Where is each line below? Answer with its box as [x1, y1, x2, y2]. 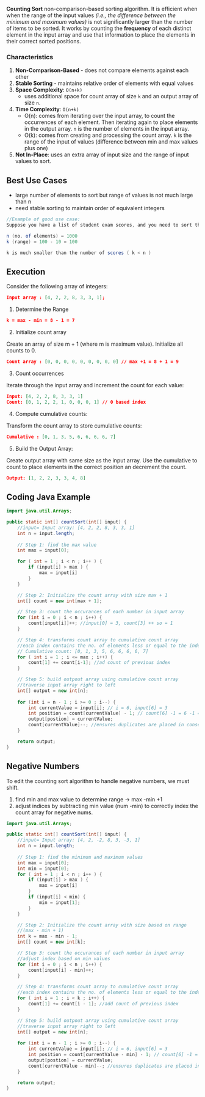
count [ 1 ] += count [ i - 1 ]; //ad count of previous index [28, 660, 171, 666]
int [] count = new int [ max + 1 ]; [17, 598, 103, 604]
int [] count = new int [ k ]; [17, 939, 86, 946]
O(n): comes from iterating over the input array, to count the [24, 112, 175, 120]
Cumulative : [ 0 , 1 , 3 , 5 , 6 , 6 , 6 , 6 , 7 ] [6, 434, 116, 440]
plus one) [24, 145, 48, 152]
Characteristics [6, 53, 54, 61]
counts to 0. [6, 347, 37, 354]
